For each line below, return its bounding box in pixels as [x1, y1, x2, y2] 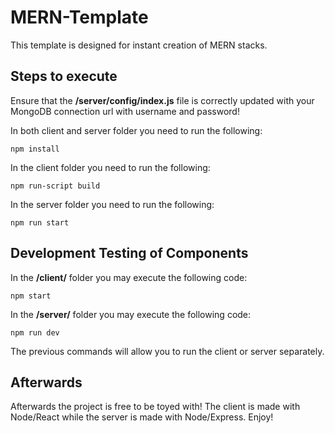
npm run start [10, 217, 70, 228]
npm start [10, 291, 52, 301]
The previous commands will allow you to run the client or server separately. [10, 345, 325, 357]
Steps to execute [10, 68, 118, 85]
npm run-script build [10, 181, 101, 191]
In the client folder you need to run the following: [10, 161, 211, 173]
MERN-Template [10, 6, 149, 29]
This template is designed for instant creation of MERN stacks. [10, 39, 268, 51]
